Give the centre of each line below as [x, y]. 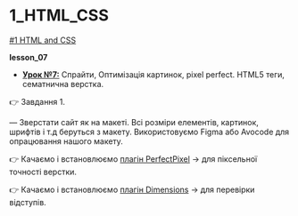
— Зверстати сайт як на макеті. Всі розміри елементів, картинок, [134, 122]
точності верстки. [43, 172]
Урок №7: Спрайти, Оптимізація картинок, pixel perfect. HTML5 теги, [153, 74]
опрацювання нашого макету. [66, 141]
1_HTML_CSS [59, 16]
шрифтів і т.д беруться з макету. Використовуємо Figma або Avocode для [149, 132]
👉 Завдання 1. [37, 101]
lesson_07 [29, 57]
